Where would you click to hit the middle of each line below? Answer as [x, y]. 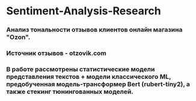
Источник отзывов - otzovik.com [57, 53]
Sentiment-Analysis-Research [84, 11]
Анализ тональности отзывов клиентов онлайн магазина [94, 30]
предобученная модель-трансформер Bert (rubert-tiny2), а [98, 84]
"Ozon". [18, 37]
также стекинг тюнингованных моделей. [70, 91]
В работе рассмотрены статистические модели [81, 69]
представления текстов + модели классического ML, [89, 76]
